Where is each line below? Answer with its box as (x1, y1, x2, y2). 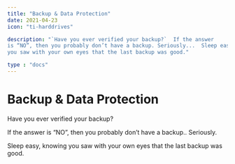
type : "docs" (7, 61, 49, 68)
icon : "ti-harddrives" (7, 23, 73, 30)
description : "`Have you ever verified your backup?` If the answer (7, 36, 215, 43)
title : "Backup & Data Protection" (7, 10, 111, 17)
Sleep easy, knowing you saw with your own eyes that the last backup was (7, 141, 222, 150)
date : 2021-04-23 (7, 17, 58, 24)
